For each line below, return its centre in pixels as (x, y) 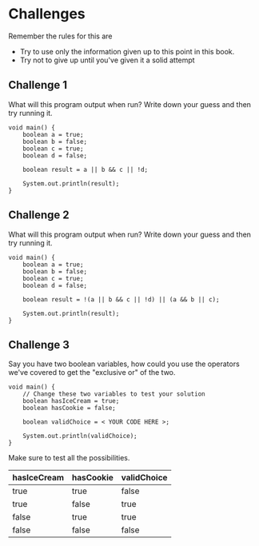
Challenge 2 (39, 215)
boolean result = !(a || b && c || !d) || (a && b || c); (121, 299)
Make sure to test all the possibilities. (69, 458)
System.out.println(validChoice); (80, 436)
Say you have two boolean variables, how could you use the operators (124, 364)
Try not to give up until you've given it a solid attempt (107, 60)
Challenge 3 (39, 345)
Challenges (47, 14)
